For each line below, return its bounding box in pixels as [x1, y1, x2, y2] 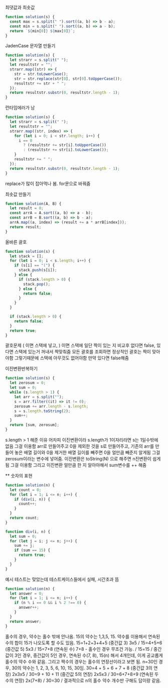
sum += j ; [14, 543, 35, 548]
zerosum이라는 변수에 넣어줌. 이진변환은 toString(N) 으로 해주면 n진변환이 [5, 455, 151, 461]
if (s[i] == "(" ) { [14, 263, 55, 268]
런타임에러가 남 [5, 105, 35, 111]
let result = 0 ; [10, 206, 44, 211]
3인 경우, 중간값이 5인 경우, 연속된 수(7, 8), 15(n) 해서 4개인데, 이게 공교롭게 [14, 652, 163, 658]
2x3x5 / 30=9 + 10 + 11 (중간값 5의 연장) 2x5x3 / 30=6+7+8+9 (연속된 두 [12, 671, 159, 677]
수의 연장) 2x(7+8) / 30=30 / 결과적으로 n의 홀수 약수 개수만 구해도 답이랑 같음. [5, 677, 161, 683]
